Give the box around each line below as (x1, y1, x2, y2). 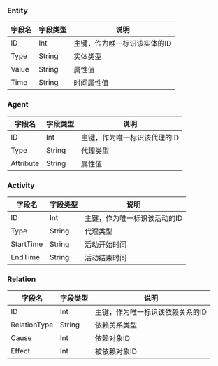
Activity (7, 180, 35, 190)
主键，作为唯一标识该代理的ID (80, 133, 180, 142)
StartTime (10, 239, 43, 249)
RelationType (10, 320, 54, 330)
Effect (10, 346, 31, 356)
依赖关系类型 (94, 320, 138, 330)
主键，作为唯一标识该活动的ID (85, 213, 183, 223)
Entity (7, 6, 28, 15)
